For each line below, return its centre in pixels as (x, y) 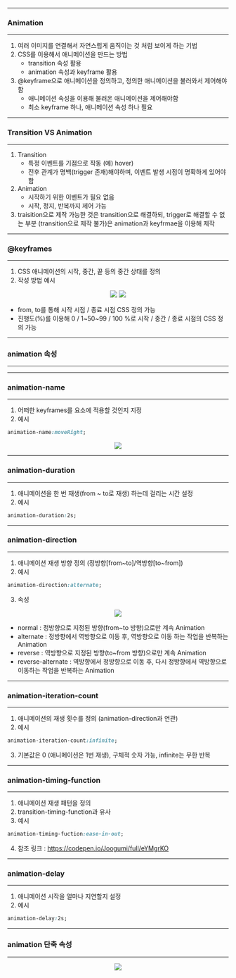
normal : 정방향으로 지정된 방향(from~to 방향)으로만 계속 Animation (111, 627)
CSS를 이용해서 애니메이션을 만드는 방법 (72, 54)
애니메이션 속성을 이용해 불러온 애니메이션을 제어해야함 (103, 99)
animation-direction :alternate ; (54, 585)
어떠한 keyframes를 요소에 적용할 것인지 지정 (80, 410)
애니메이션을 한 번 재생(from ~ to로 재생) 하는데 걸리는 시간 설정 (105, 493)
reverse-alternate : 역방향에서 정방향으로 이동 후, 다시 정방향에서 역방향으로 (122, 661)
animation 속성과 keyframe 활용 (73, 72)
